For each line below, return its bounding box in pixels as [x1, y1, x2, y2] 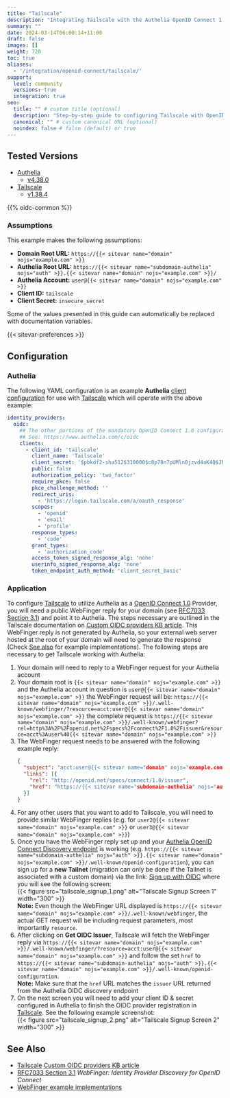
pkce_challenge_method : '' [31, 484, 109, 491]
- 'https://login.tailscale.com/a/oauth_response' [37, 497, 186, 504]
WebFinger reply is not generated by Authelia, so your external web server [7, 628, 218, 636]
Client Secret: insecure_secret [16, 296, 105, 305]
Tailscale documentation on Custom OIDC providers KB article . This [7, 621, 198, 630]
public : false [31, 466, 72, 473]
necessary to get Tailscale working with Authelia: [7, 650, 146, 658]
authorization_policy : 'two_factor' [31, 472, 136, 479]
